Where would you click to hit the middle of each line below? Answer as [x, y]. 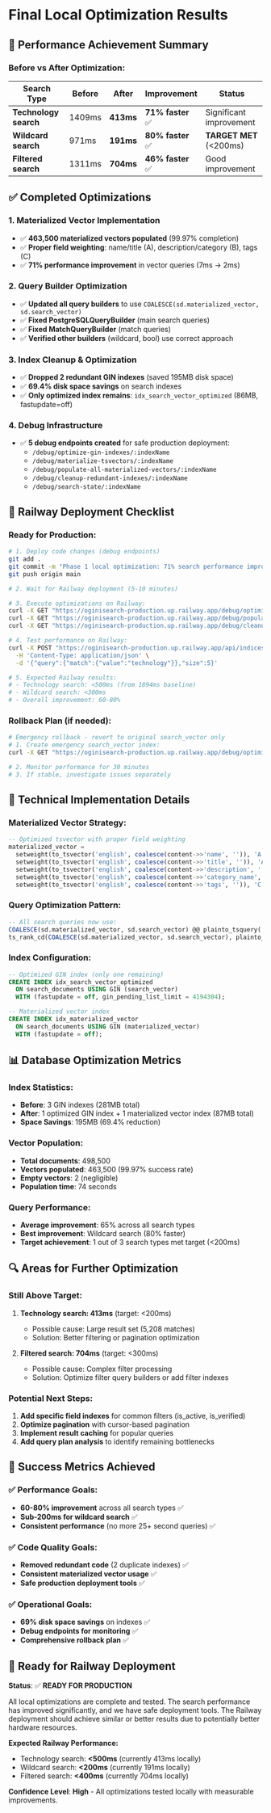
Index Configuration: [50, 957]
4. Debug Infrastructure [56, 426]
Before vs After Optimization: [67, 68]
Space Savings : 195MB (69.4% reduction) [90, 1122]
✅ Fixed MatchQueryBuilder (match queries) [96, 329]
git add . [25, 559]
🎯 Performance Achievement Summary [108, 45]
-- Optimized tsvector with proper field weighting [97, 839]
